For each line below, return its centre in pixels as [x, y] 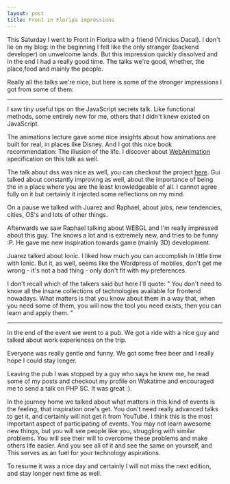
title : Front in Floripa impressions [61, 20]
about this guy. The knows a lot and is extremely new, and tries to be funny [113, 235]
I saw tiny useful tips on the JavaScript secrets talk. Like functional [101, 109]
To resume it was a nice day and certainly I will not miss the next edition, [109, 466]
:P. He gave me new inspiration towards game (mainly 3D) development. [109, 242]
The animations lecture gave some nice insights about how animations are [112, 137]
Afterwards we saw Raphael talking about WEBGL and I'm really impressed [113, 228]
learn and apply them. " [40, 312]
